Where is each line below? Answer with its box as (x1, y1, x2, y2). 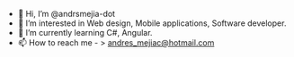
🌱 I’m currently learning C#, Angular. (17, 28, 153, 37)
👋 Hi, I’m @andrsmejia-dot (17, 9, 115, 19)
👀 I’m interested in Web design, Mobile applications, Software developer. (17, 18, 287, 28)
